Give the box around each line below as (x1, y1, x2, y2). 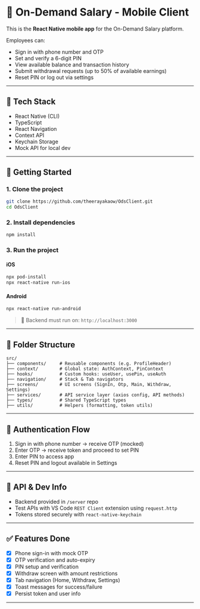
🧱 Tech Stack (6, 97, 56, 107)
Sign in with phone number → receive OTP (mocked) (14, 440, 144, 447)
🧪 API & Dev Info (6, 482, 67, 492)
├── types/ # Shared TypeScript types (6, 397, 127, 403)
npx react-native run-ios (6, 280, 70, 286)
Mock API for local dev (14, 144, 71, 151)
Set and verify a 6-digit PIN (14, 54, 82, 62)
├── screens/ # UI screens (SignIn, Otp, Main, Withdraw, (6, 382, 171, 388)
